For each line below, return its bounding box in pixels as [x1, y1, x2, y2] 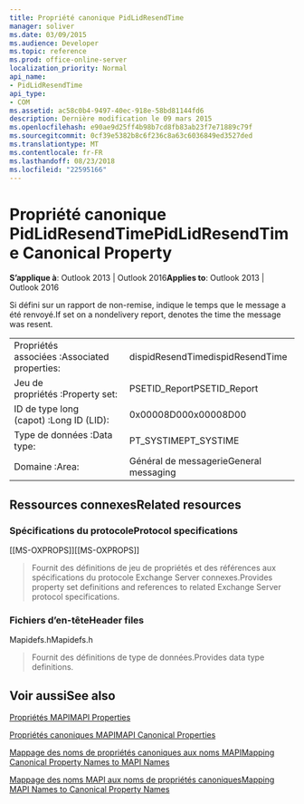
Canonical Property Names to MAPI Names [9, 757, 170, 768]
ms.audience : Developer [9, 38, 100, 48]
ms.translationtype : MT [9, 140, 100, 149]
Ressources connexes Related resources [9, 497, 242, 512]
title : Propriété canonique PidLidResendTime [9, 13, 184, 23]
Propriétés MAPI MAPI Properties [9, 712, 131, 723]
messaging [129, 466, 176, 479]
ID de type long [14, 402, 80, 415]
